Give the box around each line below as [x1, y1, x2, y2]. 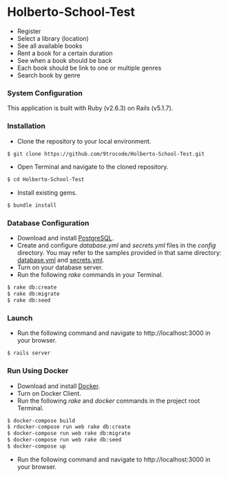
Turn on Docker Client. [17, 389, 81, 397]
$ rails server [7, 350, 51, 356]
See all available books [17, 41, 83, 50]
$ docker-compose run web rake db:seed [7, 437, 122, 443]
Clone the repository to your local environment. [17, 137, 152, 145]
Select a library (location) [17, 34, 90, 42]
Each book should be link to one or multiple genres [17, 64, 162, 72]
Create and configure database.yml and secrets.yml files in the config [17, 241, 216, 249]
